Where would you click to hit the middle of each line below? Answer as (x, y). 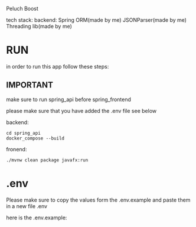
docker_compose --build (35, 138)
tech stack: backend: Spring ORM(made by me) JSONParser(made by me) (97, 20)
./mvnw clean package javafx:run (47, 160)
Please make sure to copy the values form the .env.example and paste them (98, 200)
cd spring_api (24, 133)
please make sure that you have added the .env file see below (81, 111)
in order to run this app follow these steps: (58, 66)
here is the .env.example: (37, 218)
